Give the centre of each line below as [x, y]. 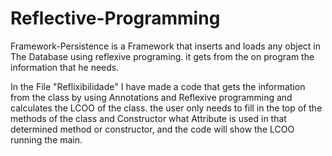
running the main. [46, 139]
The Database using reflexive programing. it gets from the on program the [162, 56]
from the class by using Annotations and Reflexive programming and [151, 97]
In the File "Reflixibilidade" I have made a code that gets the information [158, 86]
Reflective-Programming [115, 18]
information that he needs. [65, 67]
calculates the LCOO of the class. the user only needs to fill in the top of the [166, 108]
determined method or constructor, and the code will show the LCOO [152, 129]
